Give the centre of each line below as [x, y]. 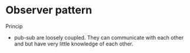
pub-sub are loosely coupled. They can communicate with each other [99, 37]
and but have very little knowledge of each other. [74, 44]
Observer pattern [49, 10]
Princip [14, 26]
